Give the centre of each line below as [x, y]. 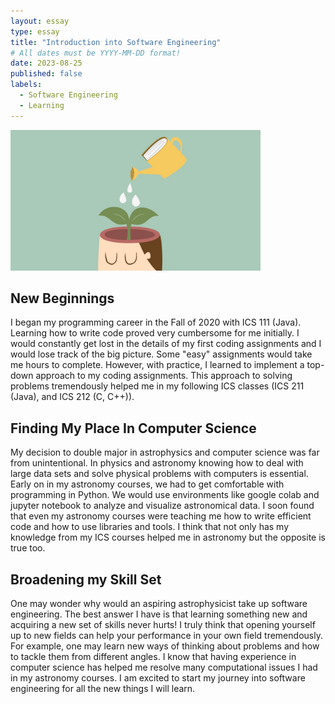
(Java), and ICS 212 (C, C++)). [72, 397]
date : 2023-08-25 [46, 63]
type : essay [35, 31]
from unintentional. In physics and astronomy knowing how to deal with [157, 463]
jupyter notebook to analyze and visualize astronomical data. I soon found [162, 506]
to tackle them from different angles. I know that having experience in [153, 657]
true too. [28, 548]
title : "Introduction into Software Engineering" [116, 42]
